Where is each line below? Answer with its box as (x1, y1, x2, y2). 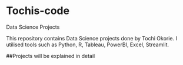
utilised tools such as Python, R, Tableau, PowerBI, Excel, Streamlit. (6, 41, 169, 48)
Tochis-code (6, 4, 69, 18)
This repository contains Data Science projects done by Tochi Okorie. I (6, 35, 178, 42)
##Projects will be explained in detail (6, 52, 95, 59)
